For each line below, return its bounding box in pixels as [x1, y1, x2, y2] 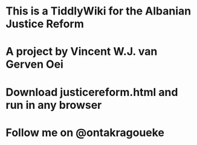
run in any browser [5, 98, 102, 112]
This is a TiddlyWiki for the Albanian [5, 4, 192, 18]
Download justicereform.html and [5, 85, 178, 99]
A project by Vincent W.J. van [5, 45, 158, 59]
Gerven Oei [5, 57, 64, 71]
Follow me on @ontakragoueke [5, 126, 164, 140]
